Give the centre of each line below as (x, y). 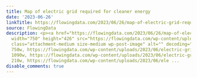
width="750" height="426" (43, 39)
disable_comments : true (35, 66)
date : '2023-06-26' (30, 17)
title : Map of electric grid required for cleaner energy (78, 11)
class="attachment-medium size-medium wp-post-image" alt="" (88, 45)
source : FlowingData (31, 28)
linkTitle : (19, 22)
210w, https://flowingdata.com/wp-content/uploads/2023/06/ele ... (96, 60)
